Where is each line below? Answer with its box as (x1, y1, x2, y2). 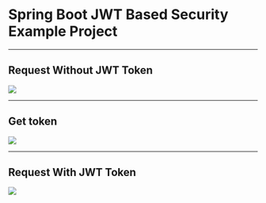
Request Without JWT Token (8, 63, 153, 77)
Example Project (8, 22, 118, 40)
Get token (8, 115, 58, 128)
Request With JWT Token (8, 165, 137, 179)
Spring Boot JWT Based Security (8, 6, 229, 24)
